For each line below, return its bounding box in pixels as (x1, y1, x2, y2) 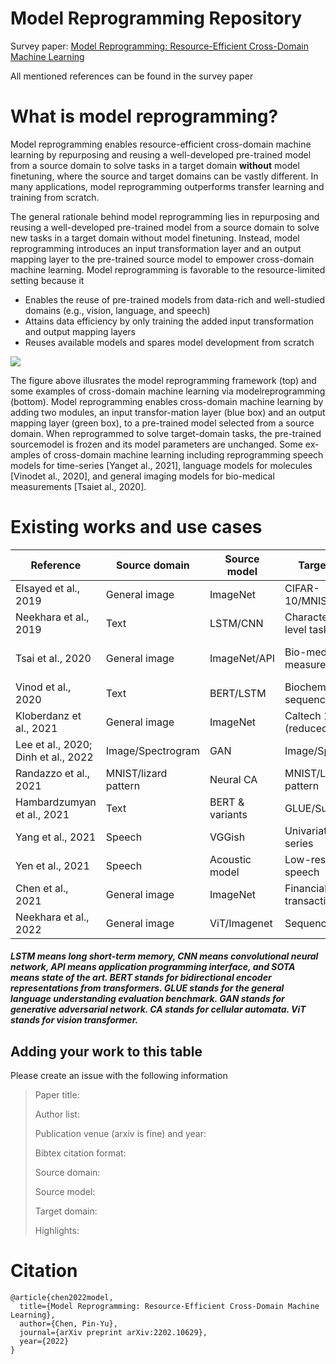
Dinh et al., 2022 (15, 750, 94, 764)
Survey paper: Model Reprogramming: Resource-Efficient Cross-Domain (10, 40, 309, 52)
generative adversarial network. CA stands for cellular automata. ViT (10, 1003, 307, 1016)
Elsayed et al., (15, 581, 81, 595)
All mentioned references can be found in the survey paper (10, 70, 254, 82)
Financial (284, 881, 328, 895)
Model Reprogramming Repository (10, 7, 303, 30)
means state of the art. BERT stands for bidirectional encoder (10, 972, 272, 984)
